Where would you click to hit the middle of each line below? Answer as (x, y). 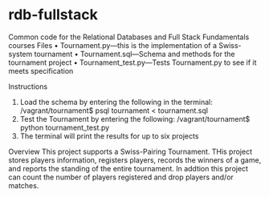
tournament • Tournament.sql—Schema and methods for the (134, 54)
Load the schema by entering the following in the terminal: (116, 102)
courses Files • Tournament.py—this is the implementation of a (113, 45)
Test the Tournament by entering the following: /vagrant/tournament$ (135, 119)
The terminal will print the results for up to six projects (109, 136)
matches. (24, 185)
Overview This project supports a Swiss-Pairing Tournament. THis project (130, 151)
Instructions (28, 86)
